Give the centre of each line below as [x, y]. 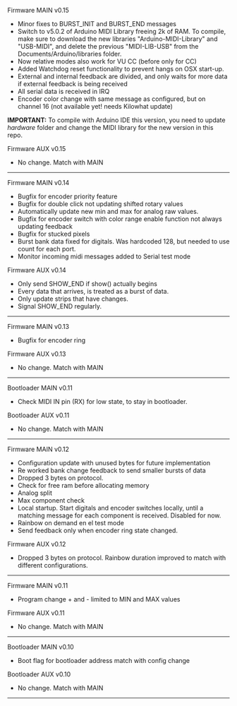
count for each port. [47, 249]
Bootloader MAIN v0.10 [41, 647]
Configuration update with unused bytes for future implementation [114, 463]
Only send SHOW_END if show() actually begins [87, 284]
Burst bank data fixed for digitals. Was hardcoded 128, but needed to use [123, 241]
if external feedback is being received [73, 84]
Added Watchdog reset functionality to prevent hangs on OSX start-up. [121, 69]
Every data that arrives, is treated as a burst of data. [93, 291]
